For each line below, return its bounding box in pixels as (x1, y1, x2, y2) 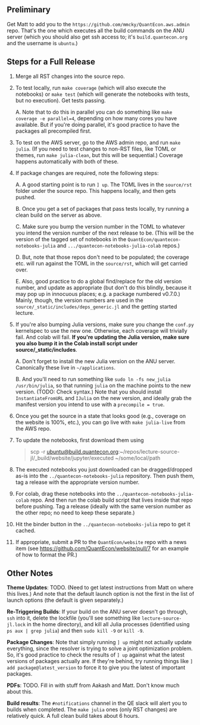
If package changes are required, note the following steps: (15, 169, 160, 176)
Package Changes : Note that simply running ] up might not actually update (7, 639, 192, 646)
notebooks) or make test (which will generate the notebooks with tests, (15, 90, 190, 98)
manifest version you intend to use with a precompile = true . (15, 401, 165, 408)
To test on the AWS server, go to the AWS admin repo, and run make (15, 139, 181, 146)
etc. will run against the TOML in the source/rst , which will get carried (15, 260, 188, 267)
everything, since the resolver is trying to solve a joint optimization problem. (7, 645, 193, 652)
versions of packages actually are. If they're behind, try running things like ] (7, 658, 193, 665)
